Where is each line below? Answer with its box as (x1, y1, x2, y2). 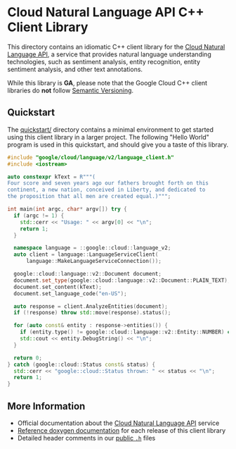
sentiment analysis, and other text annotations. (7, 65, 143, 73)
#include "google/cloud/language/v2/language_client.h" (7, 154, 174, 161)
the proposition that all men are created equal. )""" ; (7, 193, 171, 200)
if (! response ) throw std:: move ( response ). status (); (13, 309, 171, 316)
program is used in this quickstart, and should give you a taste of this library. (7, 140, 229, 149)
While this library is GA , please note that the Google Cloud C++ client (7, 78, 208, 87)
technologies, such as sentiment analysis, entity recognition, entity (7, 57, 201, 66)
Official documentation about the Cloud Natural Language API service (17, 419, 220, 427)
